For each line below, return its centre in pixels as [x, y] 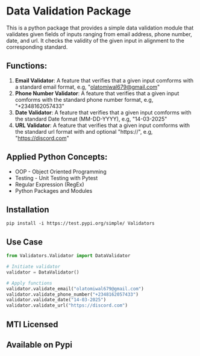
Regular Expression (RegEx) [49, 184]
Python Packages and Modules [54, 190]
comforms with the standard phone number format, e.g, [84, 99]
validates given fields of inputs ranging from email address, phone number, [99, 34]
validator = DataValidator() [43, 272]
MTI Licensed [32, 324]
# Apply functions [29, 283]
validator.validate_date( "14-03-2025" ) [56, 300]
